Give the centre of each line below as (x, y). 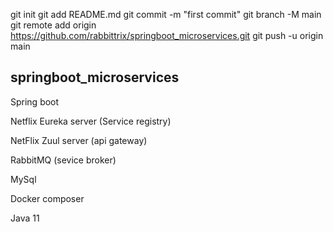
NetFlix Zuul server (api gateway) (79, 140)
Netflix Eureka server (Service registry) (91, 121)
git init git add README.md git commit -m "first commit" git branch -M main (166, 14)
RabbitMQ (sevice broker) (63, 160)
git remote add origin (53, 25)
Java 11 (25, 218)
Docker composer (47, 198)
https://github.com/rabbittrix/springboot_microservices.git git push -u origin (167, 35)
